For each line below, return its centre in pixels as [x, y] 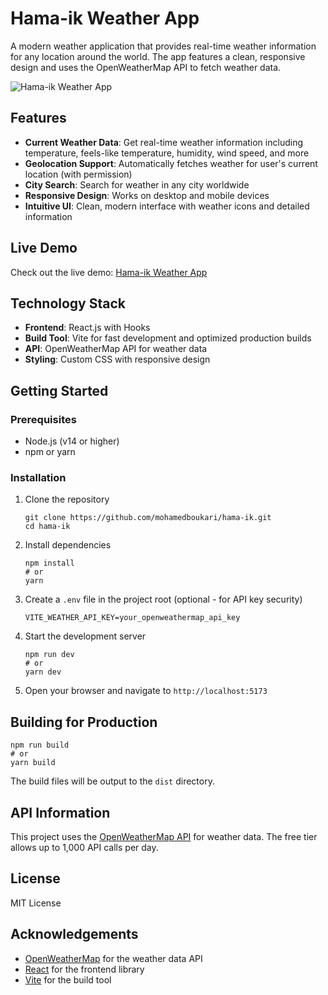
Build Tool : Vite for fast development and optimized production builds [168, 338]
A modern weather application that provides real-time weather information [163, 46]
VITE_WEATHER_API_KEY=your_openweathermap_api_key [132, 618]
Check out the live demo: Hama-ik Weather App [109, 272]
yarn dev [43, 672]
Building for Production [84, 722]
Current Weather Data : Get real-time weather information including [163, 142]
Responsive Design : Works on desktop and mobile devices [147, 195]
